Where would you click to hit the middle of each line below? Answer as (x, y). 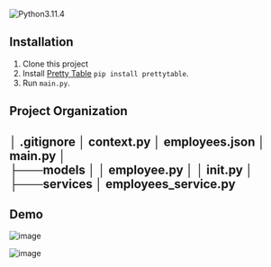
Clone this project (55, 64)
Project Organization (68, 111)
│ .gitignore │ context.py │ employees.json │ (137, 142)
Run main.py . (46, 83)
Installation (41, 42)
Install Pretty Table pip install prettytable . (105, 73)
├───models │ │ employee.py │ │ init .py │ (131, 169)
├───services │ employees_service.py (122, 184)
